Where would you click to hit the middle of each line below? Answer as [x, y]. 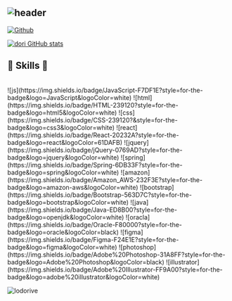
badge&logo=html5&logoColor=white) [62, 113]
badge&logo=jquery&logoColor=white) [63, 157]
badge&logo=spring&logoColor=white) [63, 172]
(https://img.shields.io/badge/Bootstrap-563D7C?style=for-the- [99, 195]
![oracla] [138, 217]
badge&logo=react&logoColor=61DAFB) [65, 142]
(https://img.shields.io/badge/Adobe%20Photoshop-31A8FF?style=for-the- [116, 255]
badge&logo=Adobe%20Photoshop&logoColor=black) [86, 262]
